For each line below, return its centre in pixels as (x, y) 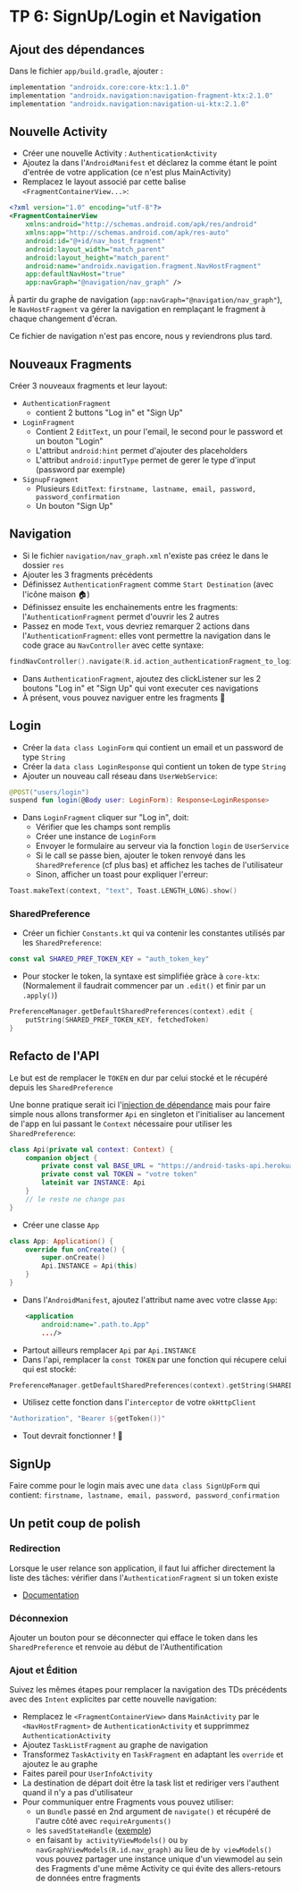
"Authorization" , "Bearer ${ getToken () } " (87, 1419)
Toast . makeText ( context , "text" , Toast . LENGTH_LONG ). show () (124, 891)
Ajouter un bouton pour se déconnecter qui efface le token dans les (133, 1638)
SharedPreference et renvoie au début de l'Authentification (116, 1647)
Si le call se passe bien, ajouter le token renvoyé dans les (140, 855)
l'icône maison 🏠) (56, 594)
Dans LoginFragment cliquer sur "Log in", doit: (105, 818)
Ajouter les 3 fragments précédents (87, 574)
